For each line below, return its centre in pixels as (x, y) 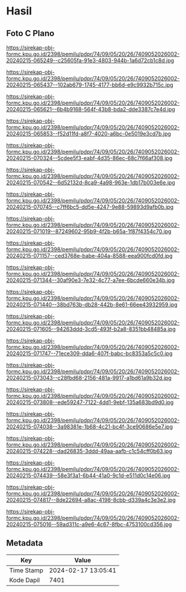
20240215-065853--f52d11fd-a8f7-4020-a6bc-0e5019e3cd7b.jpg (88, 134)
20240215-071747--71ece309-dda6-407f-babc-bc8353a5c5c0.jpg (89, 353)
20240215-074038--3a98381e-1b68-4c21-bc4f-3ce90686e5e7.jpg (89, 427)
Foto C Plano (30, 33)
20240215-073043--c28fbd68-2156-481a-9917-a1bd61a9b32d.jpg (89, 378)
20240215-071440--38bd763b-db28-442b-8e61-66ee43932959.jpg (92, 304)
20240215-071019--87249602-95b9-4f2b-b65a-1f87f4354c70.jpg (89, 231)
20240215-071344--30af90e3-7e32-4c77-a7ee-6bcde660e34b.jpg (91, 280)
